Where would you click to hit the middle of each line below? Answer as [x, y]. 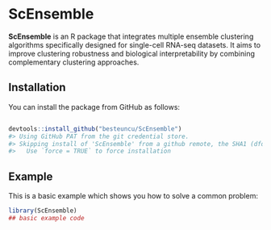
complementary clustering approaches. [74, 62]
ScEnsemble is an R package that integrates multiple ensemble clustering [131, 36]
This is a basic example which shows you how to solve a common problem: [133, 196]
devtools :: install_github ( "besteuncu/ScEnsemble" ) [95, 129]
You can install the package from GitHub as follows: [94, 107]
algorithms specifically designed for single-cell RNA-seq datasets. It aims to [134, 44]
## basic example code [46, 218]
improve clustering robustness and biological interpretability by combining [132, 53]
